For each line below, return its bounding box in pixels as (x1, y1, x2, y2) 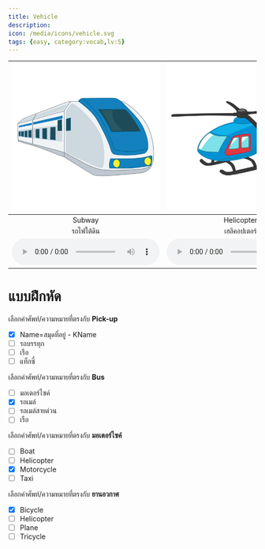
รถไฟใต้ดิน (71, 226, 100, 236)
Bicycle (19, 505, 44, 514)
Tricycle (19, 532, 46, 541)
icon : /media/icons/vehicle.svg (8, 29, 114, 37)
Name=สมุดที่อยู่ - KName (19, 329, 97, 339)
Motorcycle (19, 464, 57, 474)
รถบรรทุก (19, 339, 45, 348)
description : (8, 21, 51, 29)
